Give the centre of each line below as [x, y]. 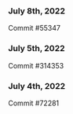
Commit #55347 [35, 28]
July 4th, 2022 [37, 86]
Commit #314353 [36, 65]
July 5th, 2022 [36, 49]
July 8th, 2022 [36, 11]
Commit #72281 [34, 103]
